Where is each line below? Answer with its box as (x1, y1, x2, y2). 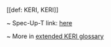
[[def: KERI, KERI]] (6, 6, 59, 14)
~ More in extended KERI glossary (6, 32, 104, 40)
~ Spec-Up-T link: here (6, 19, 73, 27)
